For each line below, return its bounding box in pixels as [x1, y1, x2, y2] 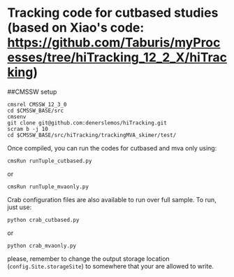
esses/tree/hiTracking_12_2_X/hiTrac [7, 50, 228, 66]
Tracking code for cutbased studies [7, 5, 219, 21]
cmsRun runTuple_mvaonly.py [7, 183, 89, 190]
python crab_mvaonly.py [7, 242, 77, 249]
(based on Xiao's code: [7, 20, 145, 36]
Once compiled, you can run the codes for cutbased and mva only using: [7, 143, 217, 152]
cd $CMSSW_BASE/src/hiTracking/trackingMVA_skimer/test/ [7, 132, 177, 138]
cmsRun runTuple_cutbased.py [7, 157, 92, 164]
